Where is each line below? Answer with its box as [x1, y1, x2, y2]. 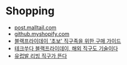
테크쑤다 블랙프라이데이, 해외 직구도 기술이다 [14, 45, 119, 52]
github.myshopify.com [14, 30, 70, 37]
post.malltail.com [14, 24, 57, 31]
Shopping [5, 4, 55, 18]
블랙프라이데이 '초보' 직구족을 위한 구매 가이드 [14, 37, 122, 44]
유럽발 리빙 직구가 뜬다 [14, 52, 67, 59]
